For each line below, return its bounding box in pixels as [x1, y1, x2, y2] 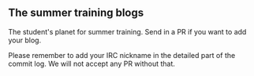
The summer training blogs [8, 6, 144, 20]
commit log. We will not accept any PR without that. [8, 59, 176, 68]
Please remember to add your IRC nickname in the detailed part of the [8, 50, 236, 60]
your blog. [8, 35, 42, 45]
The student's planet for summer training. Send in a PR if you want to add [8, 27, 247, 36]
